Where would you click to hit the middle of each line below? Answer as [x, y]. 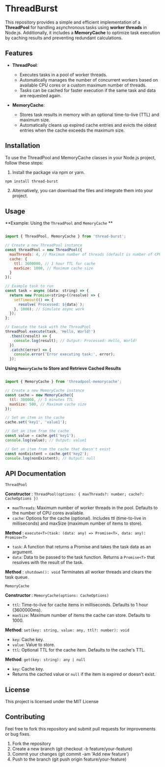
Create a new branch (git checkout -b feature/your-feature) [72, 749]
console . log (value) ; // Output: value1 [46, 440]
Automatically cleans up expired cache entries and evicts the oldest [88, 125]
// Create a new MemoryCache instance [45, 391]
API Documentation [36, 473]
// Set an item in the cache [35, 418]
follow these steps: [24, 163]
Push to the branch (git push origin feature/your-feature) [69, 759]
